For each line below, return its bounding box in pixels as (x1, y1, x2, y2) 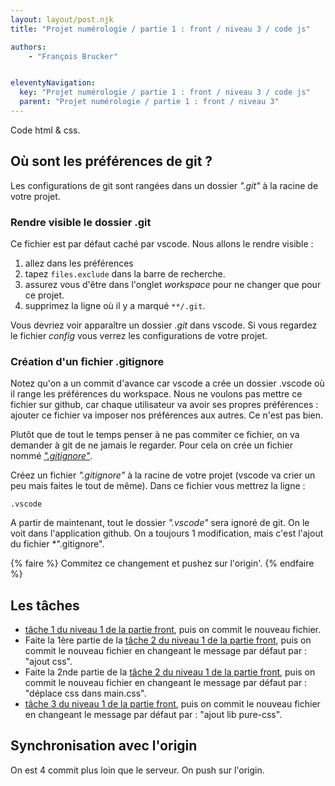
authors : (10, 42, 47, 52)
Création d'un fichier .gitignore (10, 354, 165, 368)
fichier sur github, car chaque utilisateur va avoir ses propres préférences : (10, 399, 319, 411)
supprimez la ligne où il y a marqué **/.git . (24, 299, 206, 311)
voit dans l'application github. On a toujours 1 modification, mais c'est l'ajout (10, 527, 324, 540)
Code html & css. (10, 124, 81, 136)
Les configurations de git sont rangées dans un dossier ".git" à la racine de (10, 179, 319, 191)
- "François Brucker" (28, 51, 118, 61)
